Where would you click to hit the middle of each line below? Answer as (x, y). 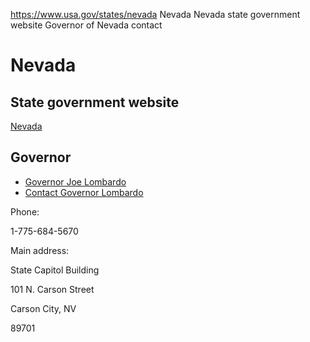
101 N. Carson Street (52, 289)
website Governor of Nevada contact (86, 25)
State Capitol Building (55, 270)
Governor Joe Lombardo (75, 181)
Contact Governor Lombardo (84, 192)
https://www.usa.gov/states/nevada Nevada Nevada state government (155, 14)
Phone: (25, 211)
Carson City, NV (43, 308)
